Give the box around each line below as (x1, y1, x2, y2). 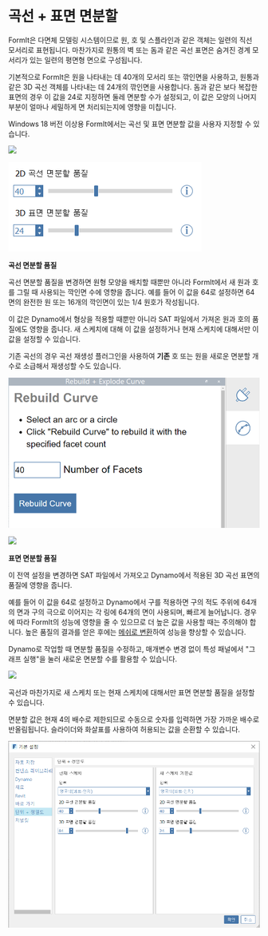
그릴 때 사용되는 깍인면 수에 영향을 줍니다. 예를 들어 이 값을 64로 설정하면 (16, 287, 245, 296)
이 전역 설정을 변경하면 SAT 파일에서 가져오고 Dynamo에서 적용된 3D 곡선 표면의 (8, 570, 260, 580)
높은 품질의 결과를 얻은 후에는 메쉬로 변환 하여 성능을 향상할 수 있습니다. (25, 627, 246, 637)
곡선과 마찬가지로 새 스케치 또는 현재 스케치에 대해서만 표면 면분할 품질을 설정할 (8, 688, 255, 697)
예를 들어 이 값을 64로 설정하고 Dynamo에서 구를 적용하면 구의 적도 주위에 (8, 597, 240, 607)
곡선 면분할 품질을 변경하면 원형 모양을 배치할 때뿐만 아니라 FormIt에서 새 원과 (8, 277, 250, 287)
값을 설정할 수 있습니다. (8, 334, 81, 343)
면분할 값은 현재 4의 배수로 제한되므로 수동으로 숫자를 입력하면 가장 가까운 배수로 (8, 714, 260, 724)
